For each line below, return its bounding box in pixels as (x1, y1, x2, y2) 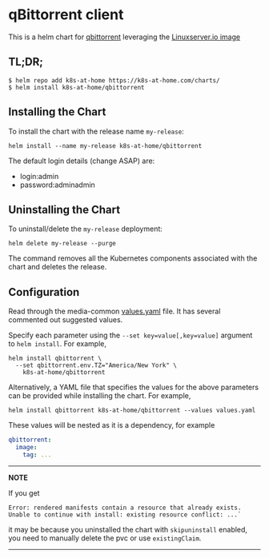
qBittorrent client (8, 6, 124, 24)
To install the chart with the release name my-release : (8, 126, 184, 136)
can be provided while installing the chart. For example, (8, 391, 191, 401)
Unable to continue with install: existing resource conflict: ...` (8, 510, 242, 519)
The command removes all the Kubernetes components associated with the (8, 253, 258, 263)
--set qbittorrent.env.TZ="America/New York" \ (15, 361, 178, 369)
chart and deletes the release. (8, 262, 107, 272)
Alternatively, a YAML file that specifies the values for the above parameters (8, 382, 259, 393)
